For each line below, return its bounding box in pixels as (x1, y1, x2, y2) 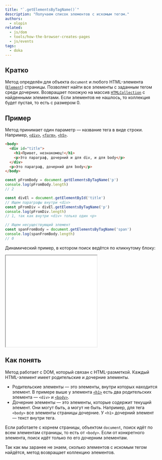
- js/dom (9, 30, 27, 35)
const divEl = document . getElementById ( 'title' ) (5, 195, 106, 200)
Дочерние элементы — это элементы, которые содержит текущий (12, 399, 152, 405)
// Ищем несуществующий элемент (5, 223, 71, 228)
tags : (5, 43, 16, 48)
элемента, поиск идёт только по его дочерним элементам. (5, 435, 128, 440)
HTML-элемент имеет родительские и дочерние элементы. (5, 374, 129, 380)
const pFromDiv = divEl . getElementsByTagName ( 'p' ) (5, 205, 110, 209)
